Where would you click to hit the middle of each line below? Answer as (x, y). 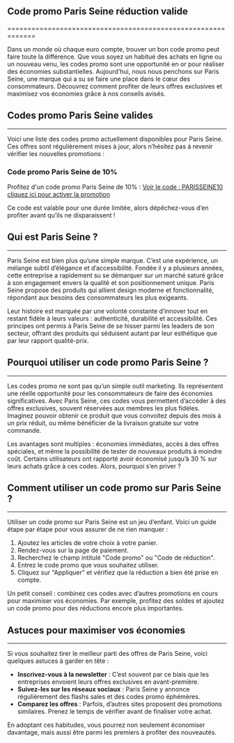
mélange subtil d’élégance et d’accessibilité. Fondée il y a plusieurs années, (116, 268)
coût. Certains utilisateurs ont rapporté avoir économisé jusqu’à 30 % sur (112, 459)
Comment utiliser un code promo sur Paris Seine (114, 488)
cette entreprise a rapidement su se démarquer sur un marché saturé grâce (116, 275)
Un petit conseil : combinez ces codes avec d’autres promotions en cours (112, 593)
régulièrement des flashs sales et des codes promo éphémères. (109, 697)
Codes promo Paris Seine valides (80, 115)
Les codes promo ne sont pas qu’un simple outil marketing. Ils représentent (115, 385)
